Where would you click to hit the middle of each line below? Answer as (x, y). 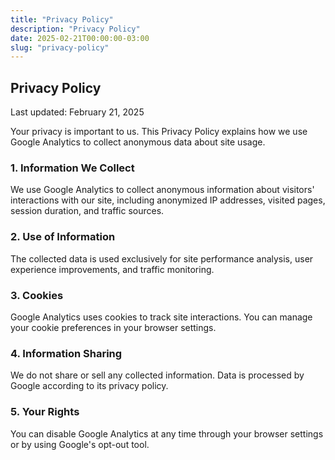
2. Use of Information (63, 237)
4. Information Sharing (66, 353)
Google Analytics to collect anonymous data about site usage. (138, 142)
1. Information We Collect (72, 168)
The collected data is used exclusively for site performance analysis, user (162, 258)
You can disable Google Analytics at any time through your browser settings (167, 433)
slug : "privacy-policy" (60, 47)
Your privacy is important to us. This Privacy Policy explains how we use (159, 132)
